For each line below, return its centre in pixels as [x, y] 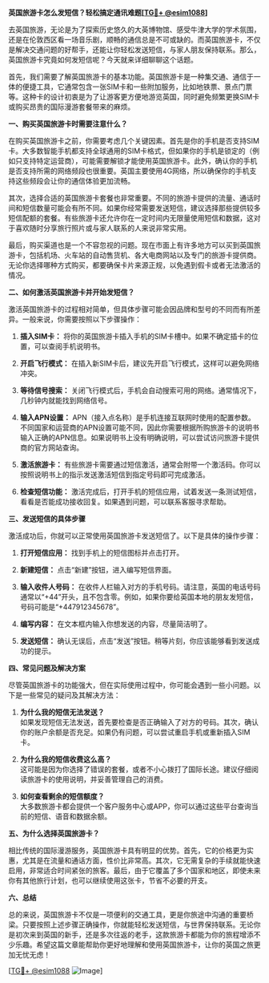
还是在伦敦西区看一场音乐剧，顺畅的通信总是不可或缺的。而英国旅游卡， [127, 40]
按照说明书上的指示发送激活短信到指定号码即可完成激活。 [114, 475]
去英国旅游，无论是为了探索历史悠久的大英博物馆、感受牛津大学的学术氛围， [134, 30]
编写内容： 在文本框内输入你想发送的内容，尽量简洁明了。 [116, 624]
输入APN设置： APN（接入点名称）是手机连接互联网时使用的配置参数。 [138, 417]
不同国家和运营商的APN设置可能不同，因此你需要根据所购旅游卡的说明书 [139, 427]
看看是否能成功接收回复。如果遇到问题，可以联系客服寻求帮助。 [125, 502]
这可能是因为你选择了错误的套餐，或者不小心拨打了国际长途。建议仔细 [136, 769]
